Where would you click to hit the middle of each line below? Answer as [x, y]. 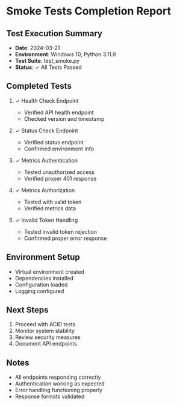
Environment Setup [43, 257]
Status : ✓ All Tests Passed [48, 67]
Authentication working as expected [60, 384]
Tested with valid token [53, 202]
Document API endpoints [46, 344]
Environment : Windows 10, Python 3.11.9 [65, 54]
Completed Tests [39, 86]
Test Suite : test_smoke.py [47, 61]
